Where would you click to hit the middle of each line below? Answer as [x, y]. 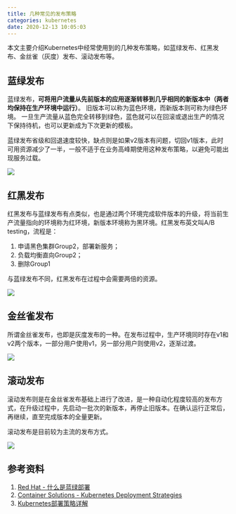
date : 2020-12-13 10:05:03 [47, 27]
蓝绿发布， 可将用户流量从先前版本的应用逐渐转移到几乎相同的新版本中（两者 [118, 99]
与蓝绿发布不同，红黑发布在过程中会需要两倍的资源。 [84, 279]
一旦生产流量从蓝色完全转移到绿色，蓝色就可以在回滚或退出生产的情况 [123, 117]
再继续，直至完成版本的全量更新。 [57, 416]
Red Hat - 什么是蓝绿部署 [54, 487]
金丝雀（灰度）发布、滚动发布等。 [68, 56]
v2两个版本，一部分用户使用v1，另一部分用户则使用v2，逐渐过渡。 [104, 343]
